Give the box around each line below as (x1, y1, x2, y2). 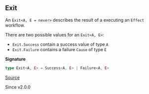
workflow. (5, 22, 25, 28)
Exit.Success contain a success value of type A (12, 41, 109, 47)
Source (5, 74, 20, 80)
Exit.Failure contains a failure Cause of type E (12, 46, 107, 52)
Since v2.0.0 (5, 84, 31, 90)
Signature (5, 56, 26, 62)
